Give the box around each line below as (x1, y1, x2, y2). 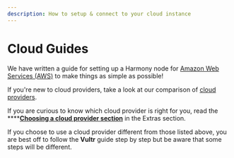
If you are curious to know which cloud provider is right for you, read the (7, 107, 218, 115)
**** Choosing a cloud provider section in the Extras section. (7, 114, 186, 122)
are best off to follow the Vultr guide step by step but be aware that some (7, 135, 222, 143)
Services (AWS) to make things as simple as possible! (7, 71, 164, 80)
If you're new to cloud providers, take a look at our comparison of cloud (7, 85, 216, 94)
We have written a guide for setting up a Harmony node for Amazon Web (7, 64, 219, 73)
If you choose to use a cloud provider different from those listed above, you (7, 128, 228, 136)
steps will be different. (7, 142, 72, 151)
